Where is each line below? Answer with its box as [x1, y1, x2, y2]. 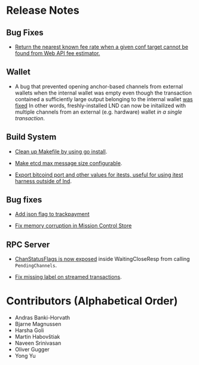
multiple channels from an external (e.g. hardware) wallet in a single [14, 108, 182, 115]
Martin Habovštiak [14, 333, 60, 340]
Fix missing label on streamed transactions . [14, 273, 122, 281]
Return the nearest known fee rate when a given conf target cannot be [14, 43, 188, 50]
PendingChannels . [14, 261, 57, 269]
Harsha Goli [14, 327, 44, 334]
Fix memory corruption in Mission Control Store [14, 222, 132, 229]
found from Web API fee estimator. [14, 50, 100, 57]
